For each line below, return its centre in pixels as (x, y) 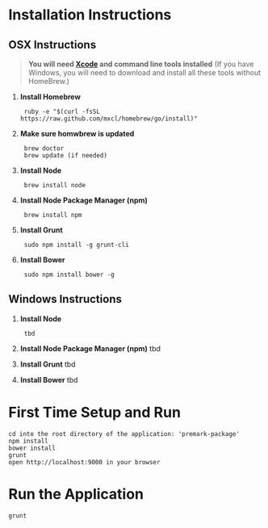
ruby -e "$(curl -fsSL (62, 111)
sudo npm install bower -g (69, 274)
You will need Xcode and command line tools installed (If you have (141, 64)
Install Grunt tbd (48, 364)
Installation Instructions (90, 15)
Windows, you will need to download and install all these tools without (144, 73)
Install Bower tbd (49, 379)
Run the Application (76, 494)
